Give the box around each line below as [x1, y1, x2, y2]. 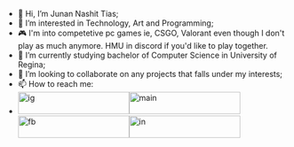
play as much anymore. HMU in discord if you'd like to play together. [17, 41, 268, 50]
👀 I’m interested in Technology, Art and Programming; [17, 18, 214, 28]
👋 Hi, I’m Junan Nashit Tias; [17, 9, 119, 19]
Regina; [17, 59, 46, 70]
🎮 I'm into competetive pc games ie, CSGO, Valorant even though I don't [17, 27, 285, 38]
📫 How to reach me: [17, 79, 94, 89]
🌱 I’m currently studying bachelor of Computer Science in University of [17, 50, 277, 60]
